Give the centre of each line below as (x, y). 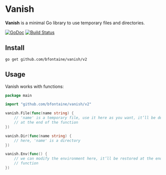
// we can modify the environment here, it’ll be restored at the (84, 159)
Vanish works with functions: (35, 86)
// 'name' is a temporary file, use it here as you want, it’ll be (85, 118)
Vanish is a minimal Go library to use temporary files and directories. (75, 23)
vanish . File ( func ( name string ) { (40, 113)
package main (19, 95)
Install (15, 48)
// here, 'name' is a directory (47, 140)
